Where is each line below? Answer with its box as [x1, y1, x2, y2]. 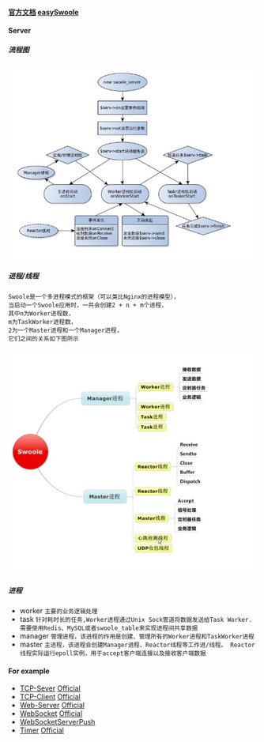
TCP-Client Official [19, 692, 81, 702]
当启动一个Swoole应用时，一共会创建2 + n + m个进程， [8, 301, 168, 310]
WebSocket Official [19, 709, 83, 718]
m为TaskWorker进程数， [8, 318, 77, 326]
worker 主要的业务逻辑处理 [19, 606, 98, 616]
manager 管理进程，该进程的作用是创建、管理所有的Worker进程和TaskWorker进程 [19, 631, 255, 641]
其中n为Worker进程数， [8, 310, 75, 318]
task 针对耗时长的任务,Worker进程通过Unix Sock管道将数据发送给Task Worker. [19, 615, 253, 624]
